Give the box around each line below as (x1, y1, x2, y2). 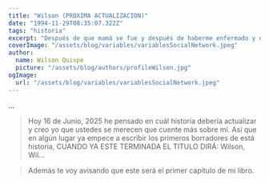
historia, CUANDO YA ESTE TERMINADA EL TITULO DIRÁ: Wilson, (27, 141, 246, 151)
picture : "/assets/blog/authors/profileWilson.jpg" (15, 64, 192, 72)
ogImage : (8, 71, 38, 79)
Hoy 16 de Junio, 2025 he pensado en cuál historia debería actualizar (27, 116, 257, 125)
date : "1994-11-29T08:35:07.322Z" (8, 19, 124, 27)
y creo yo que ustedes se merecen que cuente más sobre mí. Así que (27, 125, 257, 134)
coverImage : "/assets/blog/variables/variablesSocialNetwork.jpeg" (8, 42, 239, 50)
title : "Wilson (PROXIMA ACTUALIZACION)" (8, 11, 149, 20)
